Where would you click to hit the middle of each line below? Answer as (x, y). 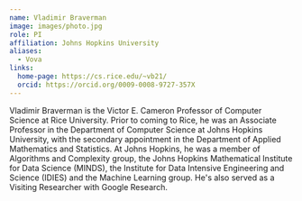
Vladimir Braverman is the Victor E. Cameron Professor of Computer (136, 110)
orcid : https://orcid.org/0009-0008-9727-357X (106, 85)
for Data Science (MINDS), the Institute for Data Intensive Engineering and (147, 168)
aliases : (26, 51)
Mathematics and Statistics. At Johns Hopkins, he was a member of (135, 149)
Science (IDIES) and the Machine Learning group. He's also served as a (142, 178)
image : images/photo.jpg (56, 26)
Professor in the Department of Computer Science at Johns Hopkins (136, 129)
